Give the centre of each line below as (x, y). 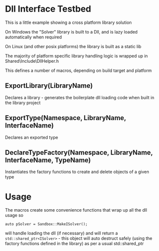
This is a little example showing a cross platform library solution (68, 22)
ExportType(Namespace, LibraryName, (65, 118)
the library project (23, 103)
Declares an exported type (32, 137)
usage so (14, 215)
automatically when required (33, 37)
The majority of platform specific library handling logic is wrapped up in (76, 56)
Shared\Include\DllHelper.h (32, 61)
